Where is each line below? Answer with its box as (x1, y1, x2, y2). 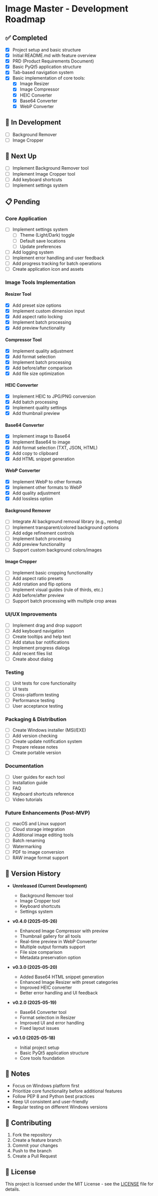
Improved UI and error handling (19, 1019, 85, 1026)
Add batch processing (12, 399, 58, 405)
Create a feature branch (12, 1137, 62, 1143)
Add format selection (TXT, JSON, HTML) (12, 444, 98, 450)
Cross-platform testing (12, 692, 59, 698)
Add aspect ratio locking (12, 314, 63, 320)
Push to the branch (12, 1148, 52, 1154)
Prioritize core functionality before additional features (12, 1088, 123, 1094)
